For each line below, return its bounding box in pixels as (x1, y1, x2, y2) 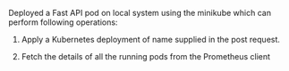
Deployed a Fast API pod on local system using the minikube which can (8, 8, 272, 18)
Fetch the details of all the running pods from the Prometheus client (21, 51, 270, 61)
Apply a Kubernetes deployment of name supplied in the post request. (21, 35, 281, 44)
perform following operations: (8, 17, 118, 28)
